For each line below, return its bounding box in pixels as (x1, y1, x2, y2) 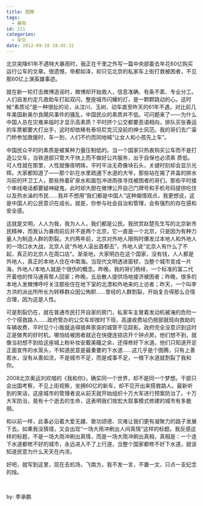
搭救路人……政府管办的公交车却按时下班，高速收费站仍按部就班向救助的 (16, 316, 196, 323)
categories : (6, 32, 36, 38)
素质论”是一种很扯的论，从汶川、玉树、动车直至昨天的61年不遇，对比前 (14, 103, 192, 110)
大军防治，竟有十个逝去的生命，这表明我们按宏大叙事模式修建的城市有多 (6, 397, 186, 404)
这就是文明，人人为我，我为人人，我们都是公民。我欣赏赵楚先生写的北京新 (6, 219, 192, 227)
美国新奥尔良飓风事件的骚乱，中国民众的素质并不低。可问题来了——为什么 (11, 110, 197, 118)
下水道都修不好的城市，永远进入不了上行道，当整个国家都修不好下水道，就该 (6, 440, 197, 447)
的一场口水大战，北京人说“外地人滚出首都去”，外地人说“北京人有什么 (6, 242, 178, 250)
